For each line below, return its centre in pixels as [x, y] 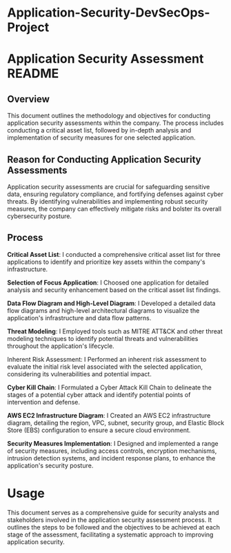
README [33, 74]
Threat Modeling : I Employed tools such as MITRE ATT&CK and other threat [115, 331]
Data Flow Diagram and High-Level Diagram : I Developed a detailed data [111, 303]
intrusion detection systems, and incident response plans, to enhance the [111, 458]
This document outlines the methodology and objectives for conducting [109, 116]
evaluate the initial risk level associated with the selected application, [105, 367]
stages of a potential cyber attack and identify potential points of [99, 394]
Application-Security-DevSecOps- [109, 13]
